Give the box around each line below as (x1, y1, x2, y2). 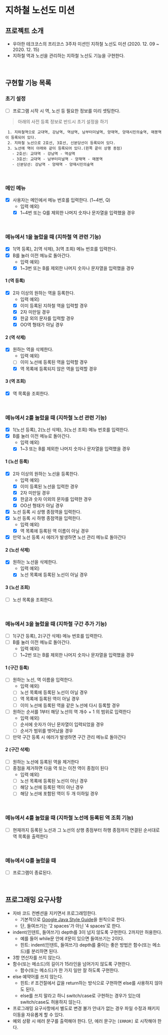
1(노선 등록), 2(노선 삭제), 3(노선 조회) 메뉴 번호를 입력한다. (12, 427, 130, 433)
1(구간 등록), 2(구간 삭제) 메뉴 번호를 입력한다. (12, 632, 104, 639)
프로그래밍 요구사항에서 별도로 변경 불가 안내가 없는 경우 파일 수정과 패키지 (12, 1005, 160, 1011)
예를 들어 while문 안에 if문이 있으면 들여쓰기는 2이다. (20, 935, 124, 942)
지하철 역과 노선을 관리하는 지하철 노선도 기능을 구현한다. (12, 53, 125, 58)
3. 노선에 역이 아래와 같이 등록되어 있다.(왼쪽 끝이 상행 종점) (7, 146, 122, 151)
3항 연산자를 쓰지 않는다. (12, 954, 62, 960)
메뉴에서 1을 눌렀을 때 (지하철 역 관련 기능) (5, 233, 101, 241)
